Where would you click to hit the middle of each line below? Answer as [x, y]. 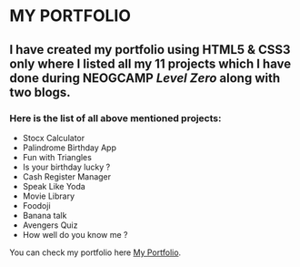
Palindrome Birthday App [69, 148]
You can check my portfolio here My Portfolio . [95, 252]
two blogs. [40, 92]
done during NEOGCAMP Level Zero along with [145, 78]
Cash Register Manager [67, 176]
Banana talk [45, 215]
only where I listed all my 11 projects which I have [150, 63]
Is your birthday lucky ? [66, 167]
